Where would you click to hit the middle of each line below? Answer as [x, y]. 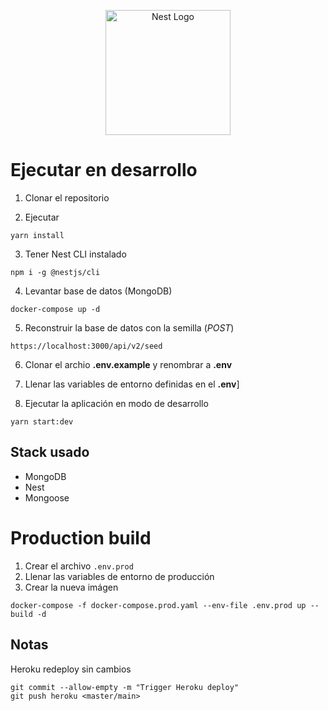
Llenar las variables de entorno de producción [119, 576]
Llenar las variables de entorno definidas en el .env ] [132, 384]
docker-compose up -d [55, 309]
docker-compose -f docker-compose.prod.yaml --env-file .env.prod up [158, 605]
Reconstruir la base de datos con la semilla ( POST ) [129, 327]
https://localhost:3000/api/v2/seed [86, 346]
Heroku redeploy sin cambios [71, 669]
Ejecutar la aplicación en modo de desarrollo [116, 403]
